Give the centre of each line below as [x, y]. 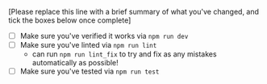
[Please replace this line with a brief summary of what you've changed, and [134, 12]
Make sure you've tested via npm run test [90, 71]
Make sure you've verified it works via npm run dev [104, 36]
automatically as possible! [75, 63]
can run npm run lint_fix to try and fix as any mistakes [124, 54]
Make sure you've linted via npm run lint [88, 45]
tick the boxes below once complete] [70, 20]
